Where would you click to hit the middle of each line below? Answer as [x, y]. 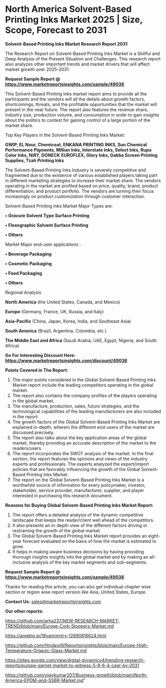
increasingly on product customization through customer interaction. [75, 196]
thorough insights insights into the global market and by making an [80, 557]
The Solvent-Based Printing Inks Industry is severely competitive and [76, 170]
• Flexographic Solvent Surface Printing [47, 225]
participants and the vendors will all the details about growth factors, [75, 99]
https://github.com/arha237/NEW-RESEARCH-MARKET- [62, 621]
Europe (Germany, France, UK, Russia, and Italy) [55, 311]
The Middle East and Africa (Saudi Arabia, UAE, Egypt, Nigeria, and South [81, 340]
